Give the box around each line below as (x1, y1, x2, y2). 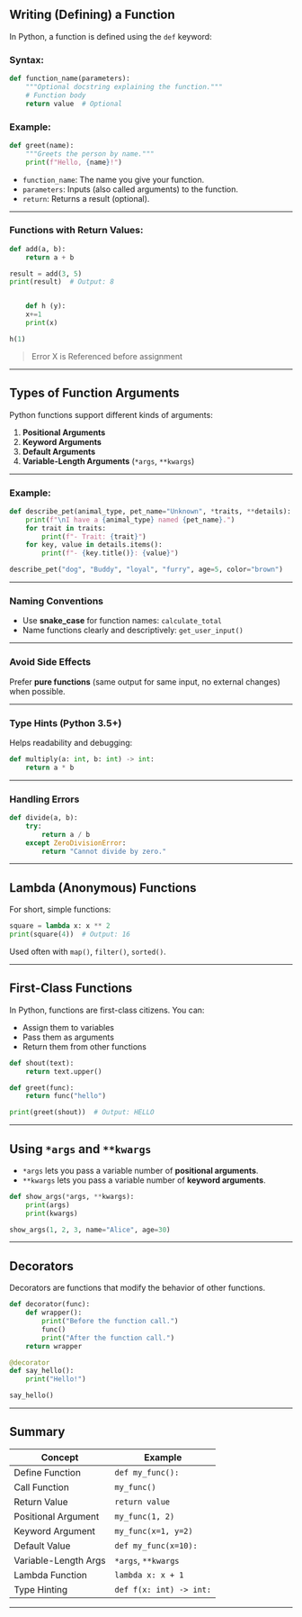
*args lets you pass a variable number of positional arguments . (22, 1165, 259, 1176)
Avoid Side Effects (9, 656, 92, 668)
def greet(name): (9, 141, 75, 150)
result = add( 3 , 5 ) (9, 269, 83, 278)
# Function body (25, 90, 87, 100)
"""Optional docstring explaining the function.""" (25, 82, 223, 91)
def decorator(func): (9, 1300, 91, 1309)
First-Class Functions (9, 981, 133, 996)
